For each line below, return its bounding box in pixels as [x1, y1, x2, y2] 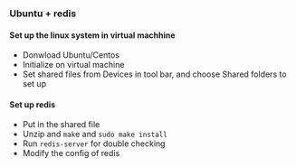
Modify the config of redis [22, 148, 120, 159]
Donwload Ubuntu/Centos [22, 50, 120, 60]
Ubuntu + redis [9, 7, 77, 20]
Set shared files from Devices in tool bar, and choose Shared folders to [22, 69, 287, 79]
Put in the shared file [22, 119, 100, 130]
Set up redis [9, 98, 56, 110]
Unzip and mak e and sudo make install [22, 129, 167, 140]
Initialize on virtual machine [22, 60, 125, 70]
